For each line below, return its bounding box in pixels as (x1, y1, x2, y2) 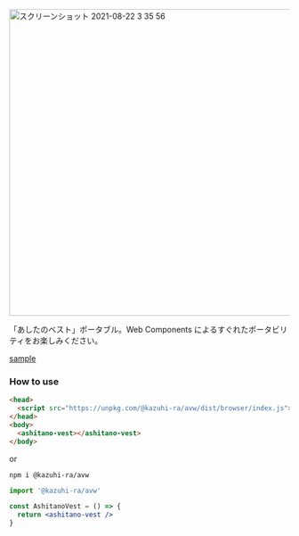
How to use (9, 375, 60, 387)
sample (9, 353, 36, 364)
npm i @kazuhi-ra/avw (9, 470, 90, 480)
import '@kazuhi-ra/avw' (9, 486, 101, 495)
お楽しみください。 (32, 335, 103, 346)
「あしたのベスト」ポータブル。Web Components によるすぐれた (9, 325, 249, 334)
